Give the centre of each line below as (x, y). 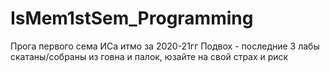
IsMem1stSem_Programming (132, 18)
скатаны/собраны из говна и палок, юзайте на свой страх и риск (149, 56)
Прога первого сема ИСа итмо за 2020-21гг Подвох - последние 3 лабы (165, 46)
